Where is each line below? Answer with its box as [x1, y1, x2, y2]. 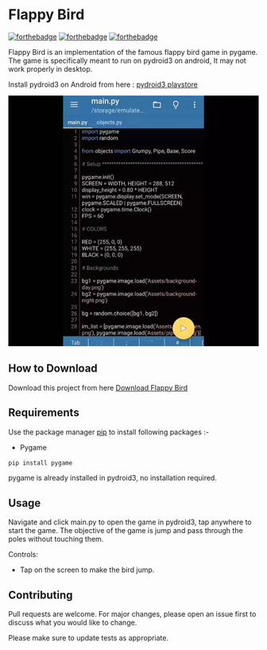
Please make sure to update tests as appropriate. [8, 633, 169, 643]
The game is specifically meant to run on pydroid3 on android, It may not [8, 56, 246, 65]
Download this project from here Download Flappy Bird [8, 383, 188, 392]
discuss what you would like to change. [8, 618, 137, 628]
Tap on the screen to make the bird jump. [19, 565, 155, 574]
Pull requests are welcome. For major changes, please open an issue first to [8, 609, 257, 619]
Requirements [8, 406, 79, 419]
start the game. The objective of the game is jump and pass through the [8, 526, 244, 535]
